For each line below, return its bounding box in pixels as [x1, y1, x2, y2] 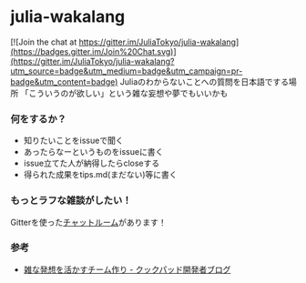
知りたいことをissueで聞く [23, 135, 124, 147]
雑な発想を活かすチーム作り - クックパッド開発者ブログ [23, 264, 231, 275]
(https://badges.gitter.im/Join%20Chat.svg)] [10, 45, 177, 56]
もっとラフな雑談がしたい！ [10, 194, 132, 207]
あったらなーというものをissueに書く [23, 147, 164, 157]
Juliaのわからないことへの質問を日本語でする [119, 76, 290, 87]
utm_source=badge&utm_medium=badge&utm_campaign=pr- [10, 66, 243, 76]
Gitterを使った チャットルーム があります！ [10, 217, 167, 227]
